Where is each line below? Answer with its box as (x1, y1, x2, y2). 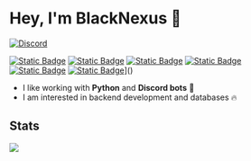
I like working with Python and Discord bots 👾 (22, 82, 195, 93)
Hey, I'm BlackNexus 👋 (9, 8, 182, 29)
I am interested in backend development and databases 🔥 (22, 92, 237, 103)
